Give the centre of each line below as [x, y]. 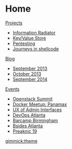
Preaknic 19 [25, 131]
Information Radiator [34, 32]
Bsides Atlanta [28, 126]
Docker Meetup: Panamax [40, 104]
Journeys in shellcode [36, 49]
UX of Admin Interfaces [37, 109]
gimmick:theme [22, 141]
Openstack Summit [32, 99]
